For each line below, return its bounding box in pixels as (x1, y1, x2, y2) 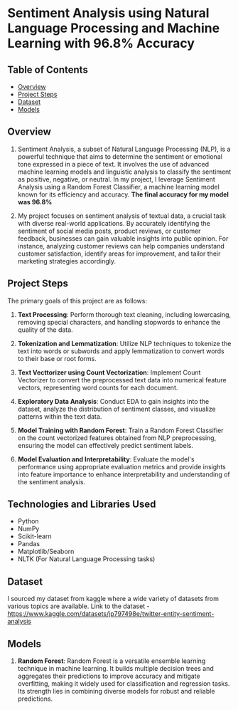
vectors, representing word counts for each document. (17, 383, 178, 392)
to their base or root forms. (17, 354, 97, 362)
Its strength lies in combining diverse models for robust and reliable (17, 687, 215, 696)
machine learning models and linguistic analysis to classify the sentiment (17, 167, 232, 176)
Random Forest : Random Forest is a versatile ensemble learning (17, 657, 206, 665)
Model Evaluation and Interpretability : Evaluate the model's (17, 454, 195, 464)
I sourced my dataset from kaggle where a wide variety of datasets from (7, 595, 219, 603)
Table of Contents (7, 63, 89, 75)
